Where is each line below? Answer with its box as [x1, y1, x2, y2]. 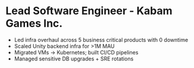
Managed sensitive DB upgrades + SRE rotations [14, 55, 134, 62]
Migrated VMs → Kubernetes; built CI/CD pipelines [14, 48, 139, 56]
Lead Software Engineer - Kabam [5, 4, 173, 18]
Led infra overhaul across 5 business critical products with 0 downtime [14, 36, 189, 43]
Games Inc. [5, 17, 63, 30]
